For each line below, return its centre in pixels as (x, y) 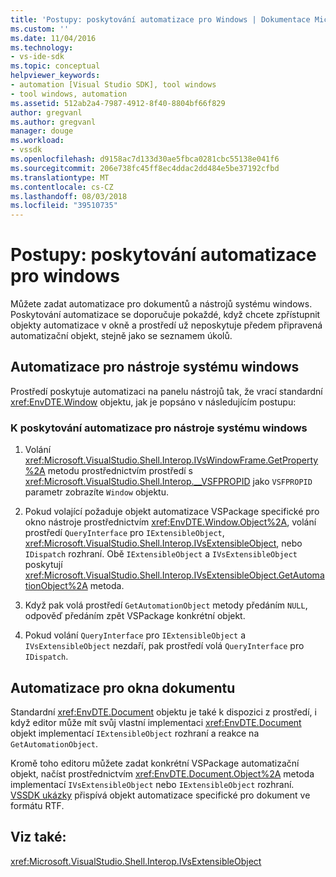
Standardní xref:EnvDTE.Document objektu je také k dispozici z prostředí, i (163, 712)
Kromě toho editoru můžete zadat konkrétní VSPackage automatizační (155, 763)
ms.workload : (37, 141)
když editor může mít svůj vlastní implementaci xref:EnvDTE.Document (156, 722)
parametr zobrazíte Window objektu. (97, 492)
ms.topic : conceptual (55, 66)
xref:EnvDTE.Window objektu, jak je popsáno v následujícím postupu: (153, 402)
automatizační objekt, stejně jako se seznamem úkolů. (121, 336)
